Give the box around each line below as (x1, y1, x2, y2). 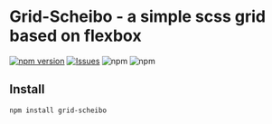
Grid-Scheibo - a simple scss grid (9, 6, 267, 27)
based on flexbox (9, 25, 142, 46)
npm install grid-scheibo (9, 106, 107, 115)
